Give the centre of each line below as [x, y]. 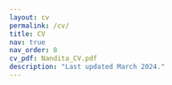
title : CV [28, 34]
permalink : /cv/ [39, 26]
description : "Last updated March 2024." [87, 67]
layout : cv [29, 17]
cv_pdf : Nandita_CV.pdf [53, 58]
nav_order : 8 [33, 50]
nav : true [28, 42]
